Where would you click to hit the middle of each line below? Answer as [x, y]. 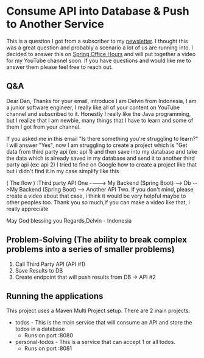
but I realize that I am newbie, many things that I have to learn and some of [100, 120]
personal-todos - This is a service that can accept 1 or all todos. [95, 342]
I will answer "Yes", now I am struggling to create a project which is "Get [97, 145]
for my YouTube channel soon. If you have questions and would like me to [99, 60]
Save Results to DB [39, 270]
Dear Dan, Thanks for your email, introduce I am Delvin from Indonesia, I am [101, 101]
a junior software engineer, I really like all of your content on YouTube [93, 107]
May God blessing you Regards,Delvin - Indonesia [69, 220]
